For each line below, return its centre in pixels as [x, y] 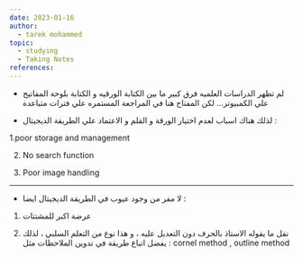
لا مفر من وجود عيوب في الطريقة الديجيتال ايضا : [104, 198]
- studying [38, 51]
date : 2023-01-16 [42, 18]
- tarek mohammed [50, 34]
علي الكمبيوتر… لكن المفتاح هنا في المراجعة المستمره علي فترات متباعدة [145, 102]
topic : [22, 43]
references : [32, 68]
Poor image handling [61, 173]
